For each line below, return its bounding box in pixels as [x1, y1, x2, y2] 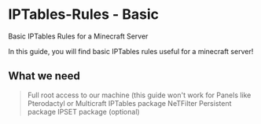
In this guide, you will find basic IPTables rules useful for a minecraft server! [8, 46, 254, 56]
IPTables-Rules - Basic [8, 5, 160, 24]
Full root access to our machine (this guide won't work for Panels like [27, 90, 252, 100]
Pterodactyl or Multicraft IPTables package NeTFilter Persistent [27, 98, 232, 108]
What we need [8, 69, 81, 83]
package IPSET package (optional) [27, 107, 140, 116]
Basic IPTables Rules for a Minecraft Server [8, 31, 149, 41]
